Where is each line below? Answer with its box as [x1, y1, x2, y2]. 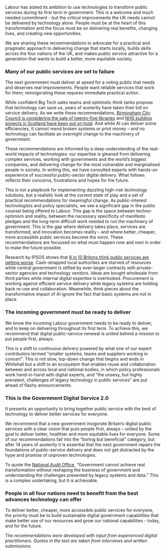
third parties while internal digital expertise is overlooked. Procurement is [5, 276, 154, 281]
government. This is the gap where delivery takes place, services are [5, 224, 146, 230]
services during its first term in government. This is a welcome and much [5, 9, 154, 15]
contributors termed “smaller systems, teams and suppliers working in [5, 351, 148, 357]
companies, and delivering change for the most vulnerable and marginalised [5, 162, 160, 168]
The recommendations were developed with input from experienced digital [5, 533, 157, 539]
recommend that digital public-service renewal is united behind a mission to [5, 330, 160, 336]
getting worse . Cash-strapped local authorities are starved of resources [5, 260, 152, 266]
